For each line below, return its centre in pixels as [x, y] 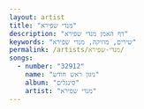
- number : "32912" [51, 67]
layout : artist [37, 17]
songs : [21, 58]
